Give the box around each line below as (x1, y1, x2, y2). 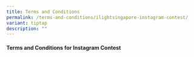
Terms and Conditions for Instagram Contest (6, 44, 121, 51)
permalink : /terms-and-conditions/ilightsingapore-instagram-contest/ (6, 14, 189, 20)
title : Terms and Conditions (6, 8, 80, 15)
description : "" (6, 25, 47, 32)
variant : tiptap (6, 20, 47, 26)
